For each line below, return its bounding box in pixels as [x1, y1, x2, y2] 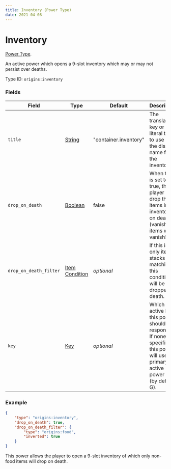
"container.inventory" [93, 136, 145, 143]
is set [149, 176, 162, 183]
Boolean [65, 202, 85, 209]
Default [109, 102, 128, 109]
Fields [5, 89, 21, 96]
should [149, 320, 166, 327]
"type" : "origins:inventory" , [14, 415, 79, 420]
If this [149, 241, 163, 249]
